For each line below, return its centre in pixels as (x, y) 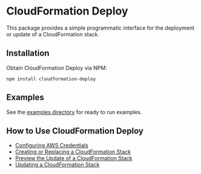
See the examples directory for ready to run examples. (74, 112)
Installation (28, 53)
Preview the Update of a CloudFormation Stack (74, 158)
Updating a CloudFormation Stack (57, 165)
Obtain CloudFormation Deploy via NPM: (57, 68)
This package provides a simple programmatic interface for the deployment (100, 28)
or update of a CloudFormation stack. (53, 34)
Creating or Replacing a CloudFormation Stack (73, 152)
